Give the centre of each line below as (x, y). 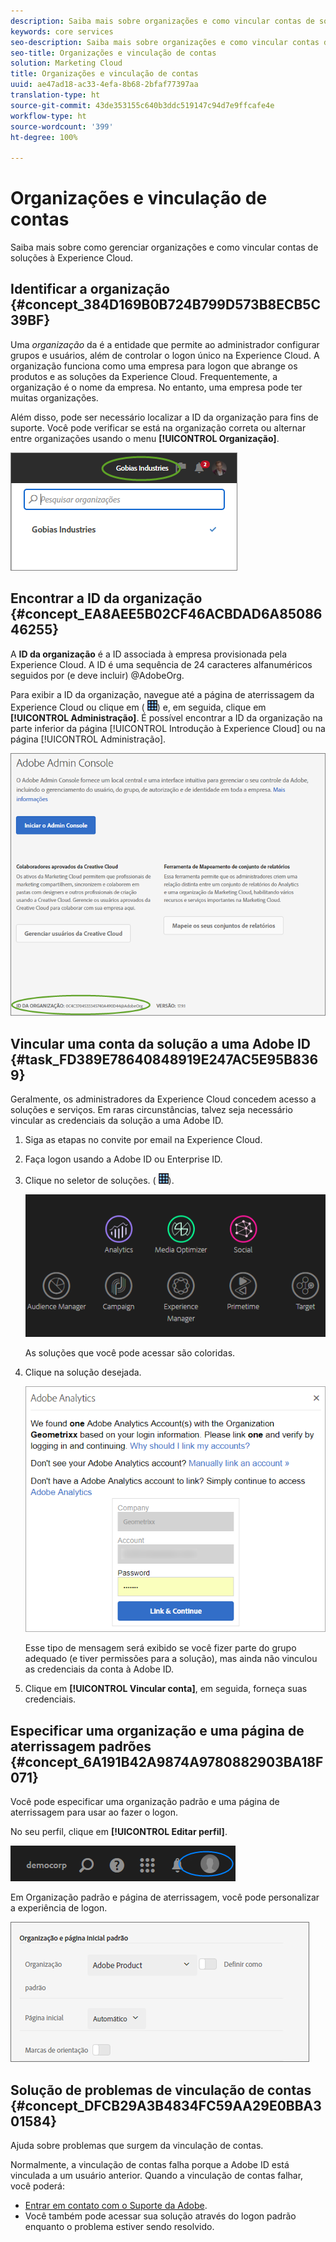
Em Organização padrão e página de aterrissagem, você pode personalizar (165, 1897)
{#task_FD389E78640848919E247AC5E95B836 (164, 1059)
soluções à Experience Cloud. (72, 258)
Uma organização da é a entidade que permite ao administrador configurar (165, 344)
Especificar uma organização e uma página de (157, 1730)
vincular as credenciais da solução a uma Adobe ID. (117, 1121)
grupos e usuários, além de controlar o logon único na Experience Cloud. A (165, 355)
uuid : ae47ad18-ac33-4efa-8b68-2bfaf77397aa (104, 85)
